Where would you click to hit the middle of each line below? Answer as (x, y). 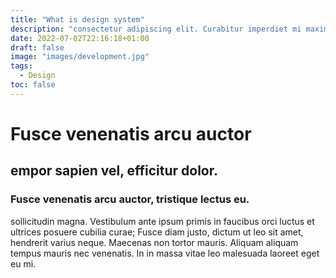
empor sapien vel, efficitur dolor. (114, 171)
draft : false (37, 47)
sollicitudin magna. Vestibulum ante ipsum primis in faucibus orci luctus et (162, 221)
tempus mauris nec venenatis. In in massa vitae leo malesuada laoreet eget (165, 253)
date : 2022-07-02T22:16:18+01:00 (80, 38)
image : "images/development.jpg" (80, 57)
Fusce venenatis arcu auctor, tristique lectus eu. (130, 199)
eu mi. (23, 263)
